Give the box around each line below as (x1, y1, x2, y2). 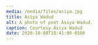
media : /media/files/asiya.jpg (6, 8, 83, 15)
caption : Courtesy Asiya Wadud (6, 25, 83, 31)
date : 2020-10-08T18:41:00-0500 (6, 30, 85, 36)
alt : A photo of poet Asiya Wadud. (6, 19, 93, 25)
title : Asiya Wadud (6, 14, 54, 20)
